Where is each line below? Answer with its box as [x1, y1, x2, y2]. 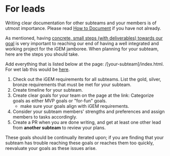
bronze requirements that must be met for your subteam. [12, 82, 132, 88]
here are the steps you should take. [5, 51, 79, 57]
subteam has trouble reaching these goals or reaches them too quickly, [5, 140, 154, 146]
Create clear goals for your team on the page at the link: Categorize [12, 92, 154, 98]
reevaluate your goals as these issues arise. [5, 145, 97, 151]
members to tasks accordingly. [12, 113, 78, 120]
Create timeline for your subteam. [12, 87, 83, 93]
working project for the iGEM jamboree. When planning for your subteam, [5, 46, 159, 52]
